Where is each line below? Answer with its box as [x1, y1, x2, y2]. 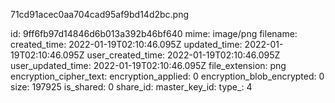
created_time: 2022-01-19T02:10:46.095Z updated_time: [10, 39, 243, 50]
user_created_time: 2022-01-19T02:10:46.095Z [86, 49, 281, 61]
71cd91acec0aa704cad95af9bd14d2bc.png [10, 9, 190, 20]
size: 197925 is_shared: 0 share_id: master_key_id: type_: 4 [10, 81, 253, 93]
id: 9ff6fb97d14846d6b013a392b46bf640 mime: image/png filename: [10, 28, 298, 39]
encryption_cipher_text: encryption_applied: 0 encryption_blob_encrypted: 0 [10, 70, 325, 82]
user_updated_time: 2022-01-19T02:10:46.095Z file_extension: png [10, 60, 287, 71]
